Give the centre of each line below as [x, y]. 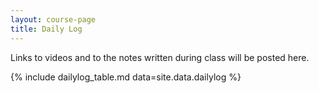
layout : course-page [53, 19]
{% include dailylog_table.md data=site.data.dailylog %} [126, 77]
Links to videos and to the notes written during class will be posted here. [160, 57]
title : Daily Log [46, 29]
